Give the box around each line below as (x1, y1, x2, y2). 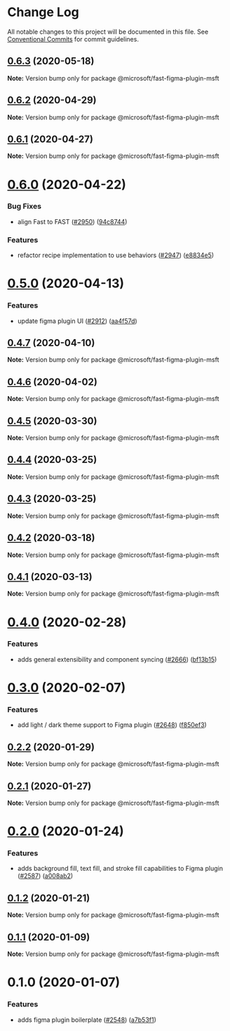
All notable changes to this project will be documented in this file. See (7, 27, 209, 36)
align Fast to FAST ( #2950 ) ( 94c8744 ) (17, 217, 128, 225)
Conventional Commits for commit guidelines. (7, 34, 139, 43)
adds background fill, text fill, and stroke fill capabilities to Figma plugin (17, 865, 223, 873)
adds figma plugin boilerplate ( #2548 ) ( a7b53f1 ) (17, 1016, 156, 1024)
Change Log (7, 4, 79, 20)
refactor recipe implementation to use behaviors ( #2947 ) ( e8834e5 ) (17, 251, 215, 260)
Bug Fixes (7, 202, 42, 211)
